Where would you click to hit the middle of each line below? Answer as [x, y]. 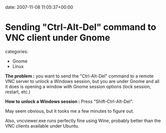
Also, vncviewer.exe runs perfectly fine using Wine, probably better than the [83, 121]
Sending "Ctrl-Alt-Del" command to [81, 27]
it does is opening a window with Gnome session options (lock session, [78, 86]
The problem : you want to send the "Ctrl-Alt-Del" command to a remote [80, 76]
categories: [17, 51]
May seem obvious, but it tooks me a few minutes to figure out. [70, 111]
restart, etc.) [18, 92]
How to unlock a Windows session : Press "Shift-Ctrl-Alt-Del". [69, 101]
